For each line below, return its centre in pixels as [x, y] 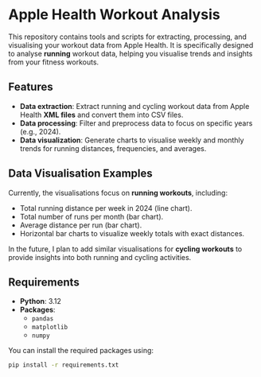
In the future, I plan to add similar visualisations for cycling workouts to [125, 249]
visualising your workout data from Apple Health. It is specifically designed [131, 45]
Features [31, 87]
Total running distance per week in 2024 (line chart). [106, 208]
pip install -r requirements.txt [64, 365]
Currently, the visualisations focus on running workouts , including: [118, 192]
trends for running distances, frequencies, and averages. [113, 148]
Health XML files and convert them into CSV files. [101, 115]
